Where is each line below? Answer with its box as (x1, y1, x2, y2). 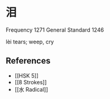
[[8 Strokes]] (14, 78, 47, 86)
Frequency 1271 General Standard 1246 (5, 26, 105, 34)
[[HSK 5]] (14, 71, 39, 79)
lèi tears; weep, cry (5, 38, 54, 45)
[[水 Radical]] (14, 86, 48, 93)
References (5, 56, 51, 66)
